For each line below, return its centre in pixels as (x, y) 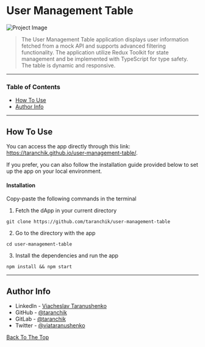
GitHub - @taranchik (41, 313)
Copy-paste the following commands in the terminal (71, 199)
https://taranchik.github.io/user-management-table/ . (72, 153)
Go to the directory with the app (55, 233)
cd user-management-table (39, 244)
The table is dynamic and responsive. (68, 65)
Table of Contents (34, 87)
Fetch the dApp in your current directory (66, 211)
